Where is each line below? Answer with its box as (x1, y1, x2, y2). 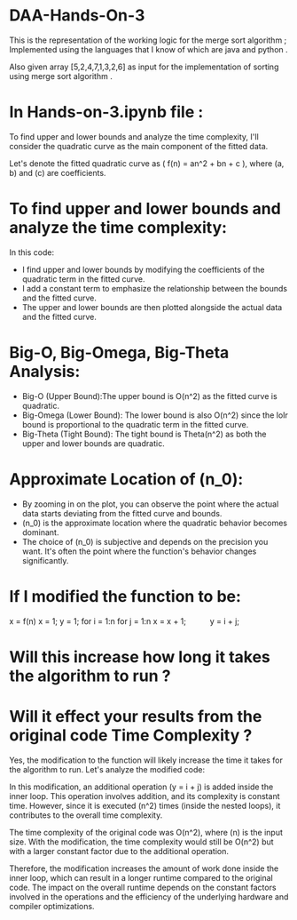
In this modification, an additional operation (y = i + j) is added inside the (9, 781, 274, 792)
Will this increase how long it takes (9, 646, 270, 667)
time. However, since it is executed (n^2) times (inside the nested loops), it (9, 800, 281, 811)
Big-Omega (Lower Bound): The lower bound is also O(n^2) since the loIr (21, 410, 288, 420)
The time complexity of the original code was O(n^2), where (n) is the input (9, 827, 284, 837)
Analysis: (9, 362, 81, 381)
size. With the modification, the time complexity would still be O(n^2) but (9, 836, 274, 847)
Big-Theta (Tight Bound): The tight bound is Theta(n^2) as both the (21, 428, 267, 439)
